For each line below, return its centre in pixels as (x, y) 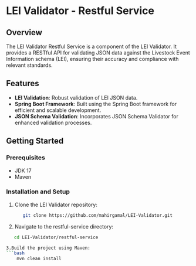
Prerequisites (26, 158)
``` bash (16, 253)
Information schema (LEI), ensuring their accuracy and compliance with (92, 59)
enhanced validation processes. (53, 122)
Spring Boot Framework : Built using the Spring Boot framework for (96, 104)
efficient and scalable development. (58, 110)
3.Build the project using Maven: (48, 248)
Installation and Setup (38, 192)
